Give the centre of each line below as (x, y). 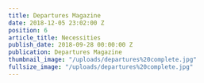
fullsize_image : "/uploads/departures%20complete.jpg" (101, 67)
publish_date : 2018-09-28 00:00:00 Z (71, 45)
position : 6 (28, 30)
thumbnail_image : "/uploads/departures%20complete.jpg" (102, 60)
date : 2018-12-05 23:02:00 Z (56, 23)
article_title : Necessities (55, 38)
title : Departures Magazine (55, 15)
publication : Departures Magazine (65, 52)
